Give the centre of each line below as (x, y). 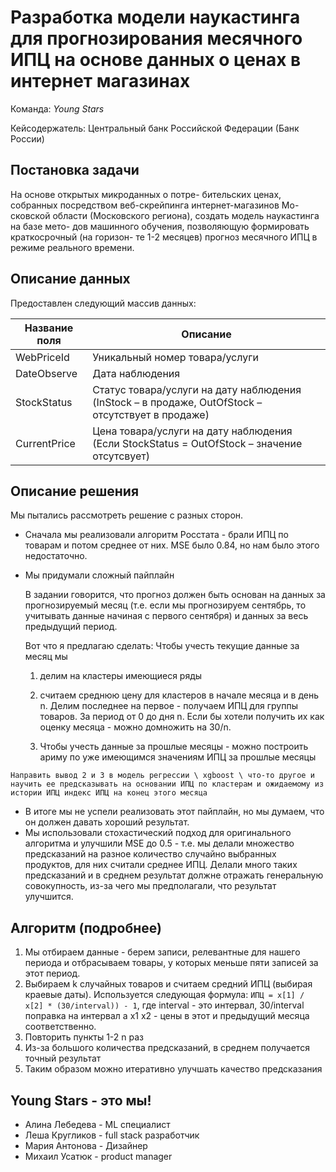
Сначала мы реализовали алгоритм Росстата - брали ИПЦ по (156, 535)
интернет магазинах (100, 81)
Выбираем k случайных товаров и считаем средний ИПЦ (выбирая (168, 984)
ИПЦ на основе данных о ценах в (156, 60)
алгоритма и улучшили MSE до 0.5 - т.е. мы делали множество (159, 843)
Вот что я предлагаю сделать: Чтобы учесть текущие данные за (162, 646)
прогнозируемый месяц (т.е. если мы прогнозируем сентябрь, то (165, 605)
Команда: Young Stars (57, 108)
